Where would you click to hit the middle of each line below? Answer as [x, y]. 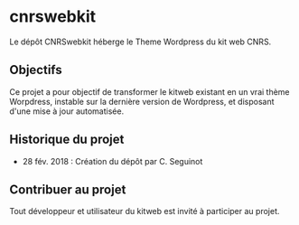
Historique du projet [67, 140]
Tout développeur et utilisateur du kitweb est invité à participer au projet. [145, 211]
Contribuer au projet [68, 189]
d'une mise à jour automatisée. [67, 111]
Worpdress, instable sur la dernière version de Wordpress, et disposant [142, 101]
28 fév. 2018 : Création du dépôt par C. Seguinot [112, 161]
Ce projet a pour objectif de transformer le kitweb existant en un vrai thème [150, 91]
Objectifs [36, 70]
